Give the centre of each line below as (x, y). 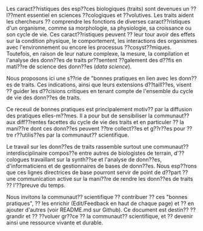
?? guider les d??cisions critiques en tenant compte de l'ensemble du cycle (100, 91)
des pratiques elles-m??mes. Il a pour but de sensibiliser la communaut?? (98, 115)
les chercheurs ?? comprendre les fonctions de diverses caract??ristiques (98, 21)
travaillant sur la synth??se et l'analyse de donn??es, (96, 159)
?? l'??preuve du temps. (36, 185)
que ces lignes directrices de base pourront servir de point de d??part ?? (97, 172)
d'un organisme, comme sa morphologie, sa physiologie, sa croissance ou (99, 28)
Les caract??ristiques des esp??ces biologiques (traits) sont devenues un (98, 9)
